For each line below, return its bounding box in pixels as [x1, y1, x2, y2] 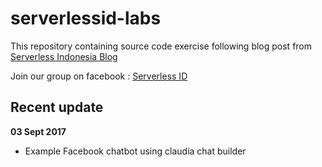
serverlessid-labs [10, 7, 162, 30]
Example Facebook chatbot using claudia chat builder [24, 145, 247, 157]
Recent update [10, 99, 104, 116]
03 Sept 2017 [10, 125, 67, 137]
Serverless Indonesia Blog [10, 50, 118, 62]
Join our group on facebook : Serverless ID [10, 70, 188, 82]
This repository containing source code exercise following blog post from [10, 40, 313, 52]
